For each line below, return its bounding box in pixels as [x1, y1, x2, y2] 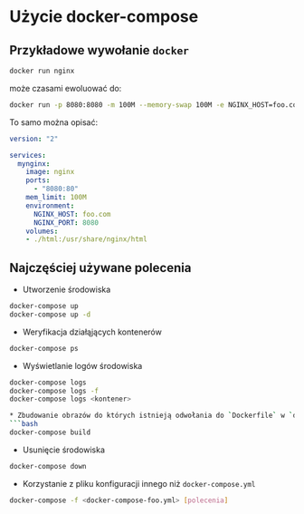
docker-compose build [9, 428, 91, 437]
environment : [25, 201, 75, 210]
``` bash [9, 420, 39, 429]
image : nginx [25, 168, 75, 177]
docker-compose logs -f [9, 386, 100, 395]
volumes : [25, 227, 59, 236]
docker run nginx [9, 66, 75, 75]
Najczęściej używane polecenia [9, 260, 192, 276]
